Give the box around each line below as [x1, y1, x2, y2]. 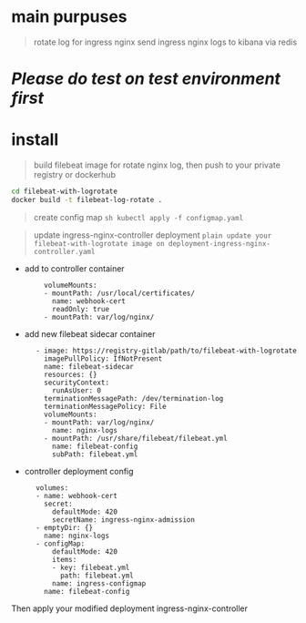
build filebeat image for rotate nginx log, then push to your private [33, 159, 281, 170]
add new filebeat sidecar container [24, 328, 156, 339]
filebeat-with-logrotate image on [33, 239, 165, 248]
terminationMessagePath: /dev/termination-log [44, 393, 224, 403]
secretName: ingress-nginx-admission [51, 515, 196, 525]
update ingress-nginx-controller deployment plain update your [33, 230, 272, 240]
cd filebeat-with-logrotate [11, 187, 118, 197]
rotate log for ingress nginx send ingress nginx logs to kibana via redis [33, 36, 298, 47]
